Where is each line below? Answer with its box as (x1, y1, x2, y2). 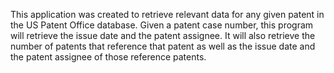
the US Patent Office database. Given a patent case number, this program (10, 19, 314, 31)
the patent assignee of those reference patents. (10, 51, 207, 63)
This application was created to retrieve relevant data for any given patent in (10, 9, 325, 20)
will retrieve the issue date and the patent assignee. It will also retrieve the (10, 30, 316, 41)
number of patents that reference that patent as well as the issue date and (10, 40, 316, 52)
